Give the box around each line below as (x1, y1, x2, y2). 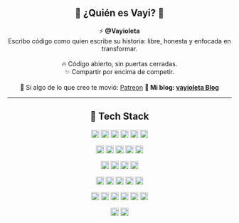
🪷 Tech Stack (90, 110, 149, 123)
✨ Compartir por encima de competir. (64, 67, 175, 76)
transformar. (101, 44, 138, 53)
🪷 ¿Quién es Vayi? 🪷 (74, 7, 165, 19)
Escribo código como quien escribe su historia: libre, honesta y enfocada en (8, 36, 231, 45)
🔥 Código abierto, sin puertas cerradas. (61, 59, 178, 68)
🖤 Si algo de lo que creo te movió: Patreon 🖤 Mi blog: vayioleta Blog (20, 83, 219, 91)
